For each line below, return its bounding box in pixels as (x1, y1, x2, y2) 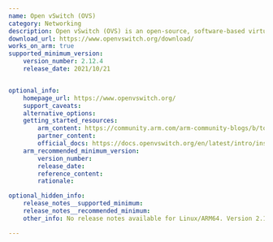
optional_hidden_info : (8, 192, 85, 200)
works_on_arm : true (8, 42, 75, 50)
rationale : (37, 177, 75, 185)
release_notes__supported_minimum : (23, 200, 144, 208)
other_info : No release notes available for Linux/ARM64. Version (23, 214, 253, 223)
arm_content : (37, 124, 82, 132)
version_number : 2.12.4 (23, 58, 104, 66)
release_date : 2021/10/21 (23, 65, 111, 73)
